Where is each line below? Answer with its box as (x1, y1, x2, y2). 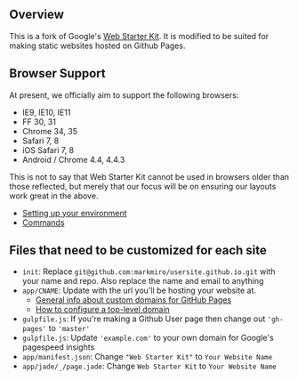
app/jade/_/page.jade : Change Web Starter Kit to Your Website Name (21, 360, 278, 372)
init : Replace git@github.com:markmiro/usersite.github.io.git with (21, 266, 276, 277)
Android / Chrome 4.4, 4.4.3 (21, 154, 125, 165)
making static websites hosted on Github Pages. (9, 40, 186, 51)
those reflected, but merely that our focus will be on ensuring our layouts (9, 181, 277, 191)
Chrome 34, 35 (21, 125, 78, 136)
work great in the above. (9, 190, 99, 201)
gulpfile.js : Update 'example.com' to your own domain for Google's (21, 333, 274, 344)
